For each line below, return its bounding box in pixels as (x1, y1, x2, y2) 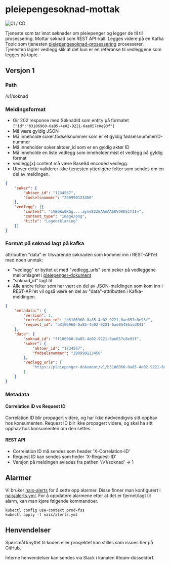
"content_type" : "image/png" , (23, 214, 87, 219)
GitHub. (5, 545, 21, 551)
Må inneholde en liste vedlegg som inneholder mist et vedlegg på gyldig (12, 149, 163, 156)
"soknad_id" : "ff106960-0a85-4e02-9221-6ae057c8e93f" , (23, 336, 142, 342)
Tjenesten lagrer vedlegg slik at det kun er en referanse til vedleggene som (5, 46, 162, 52)
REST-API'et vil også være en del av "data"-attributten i (12, 288, 128, 294)
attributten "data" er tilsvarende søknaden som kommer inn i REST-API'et (5, 251, 158, 257)
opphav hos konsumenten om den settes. (5, 425, 92, 431)
